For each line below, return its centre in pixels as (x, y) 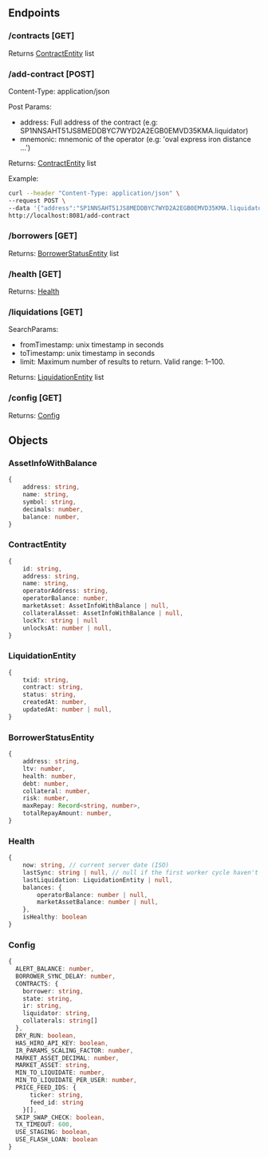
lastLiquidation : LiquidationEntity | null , (98, 880)
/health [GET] (35, 274)
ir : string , (42, 1006)
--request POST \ (37, 200)
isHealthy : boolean (55, 917)
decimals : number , (53, 509)
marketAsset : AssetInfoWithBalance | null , (96, 606)
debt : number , (46, 784)
